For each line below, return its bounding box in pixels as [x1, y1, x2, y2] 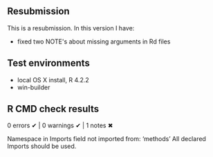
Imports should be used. [7, 142, 77, 151]
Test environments [7, 57, 90, 69]
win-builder [17, 83, 50, 91]
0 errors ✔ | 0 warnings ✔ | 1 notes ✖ [7, 121, 113, 130]
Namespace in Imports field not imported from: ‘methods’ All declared [7, 135, 206, 143]
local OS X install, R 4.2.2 [17, 75, 89, 84]
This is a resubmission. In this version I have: [7, 24, 135, 32]
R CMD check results [7, 103, 100, 115]
